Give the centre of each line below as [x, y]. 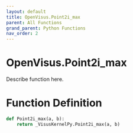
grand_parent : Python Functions [46, 28]
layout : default [26, 12]
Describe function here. [35, 79]
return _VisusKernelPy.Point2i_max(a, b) [68, 124]
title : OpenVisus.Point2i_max [43, 17]
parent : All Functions [34, 22]
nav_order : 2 [22, 34]
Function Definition [54, 103]
